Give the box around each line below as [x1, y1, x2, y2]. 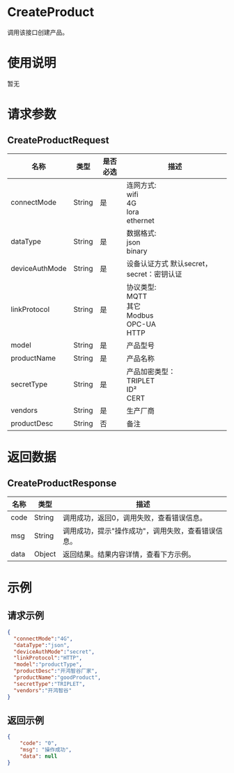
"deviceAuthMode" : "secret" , [13, 648, 95, 655]
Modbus [126, 311, 154, 320]
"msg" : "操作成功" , [19, 747, 72, 754]
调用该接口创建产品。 [7, 28, 68, 36]
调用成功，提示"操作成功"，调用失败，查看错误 [62, 526, 216, 536]
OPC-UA [126, 319, 157, 329]
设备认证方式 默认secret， [126, 258, 212, 268]
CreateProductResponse [7, 478, 117, 490]
